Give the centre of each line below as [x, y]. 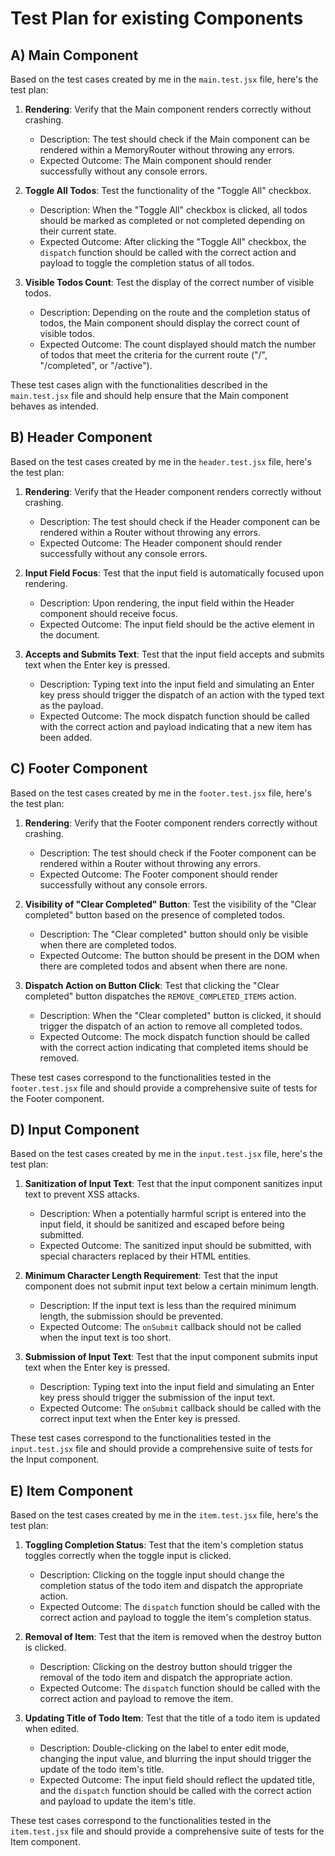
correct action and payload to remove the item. [136, 1699]
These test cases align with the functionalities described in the [139, 385]
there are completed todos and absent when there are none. [163, 966]
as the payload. [71, 705]
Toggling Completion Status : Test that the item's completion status [164, 1545]
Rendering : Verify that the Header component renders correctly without [173, 491]
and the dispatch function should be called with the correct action [175, 1791]
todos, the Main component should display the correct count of [170, 323]
